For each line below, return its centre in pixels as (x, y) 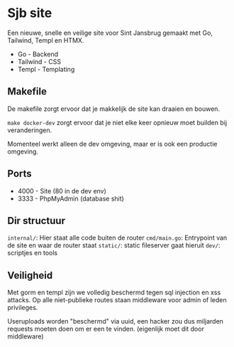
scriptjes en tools (33, 253)
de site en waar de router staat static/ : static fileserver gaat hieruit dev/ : (114, 245)
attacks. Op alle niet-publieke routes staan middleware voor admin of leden (117, 300)
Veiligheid (30, 275)
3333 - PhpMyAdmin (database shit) (71, 198)
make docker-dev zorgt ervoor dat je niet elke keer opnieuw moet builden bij (117, 122)
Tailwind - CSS (39, 61)
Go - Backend (38, 54)
